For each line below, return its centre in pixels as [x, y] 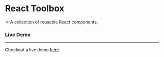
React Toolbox [35, 9]
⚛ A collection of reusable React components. [51, 22]
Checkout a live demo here [32, 50]
